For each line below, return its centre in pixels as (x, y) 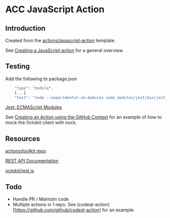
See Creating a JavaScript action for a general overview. (65, 50)
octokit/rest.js (20, 171)
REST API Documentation (32, 161)
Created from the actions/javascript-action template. (60, 40)
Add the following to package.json (41, 79)
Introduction (26, 28)
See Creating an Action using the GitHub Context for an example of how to (84, 117)
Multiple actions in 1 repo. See (44, 205)
